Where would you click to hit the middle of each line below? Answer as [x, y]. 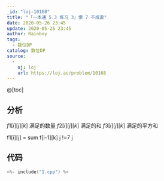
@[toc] [15, 90]
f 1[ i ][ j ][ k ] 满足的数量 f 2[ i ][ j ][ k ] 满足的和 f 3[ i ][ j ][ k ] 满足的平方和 [82, 125]
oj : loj [27, 67]
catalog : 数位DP [26, 51]
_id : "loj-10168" [28, 12]
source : [16, 56]
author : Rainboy [27, 34]
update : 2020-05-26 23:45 [39, 28]
